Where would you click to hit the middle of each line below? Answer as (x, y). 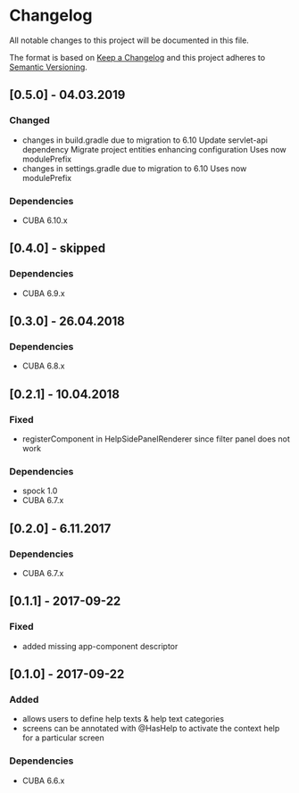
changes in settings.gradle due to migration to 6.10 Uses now (134, 168)
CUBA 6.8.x (43, 366)
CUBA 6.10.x (45, 220)
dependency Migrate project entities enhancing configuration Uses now (154, 149)
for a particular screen (63, 738)
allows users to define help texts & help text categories (123, 719)
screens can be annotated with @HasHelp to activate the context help (151, 729)
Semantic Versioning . (48, 67)
